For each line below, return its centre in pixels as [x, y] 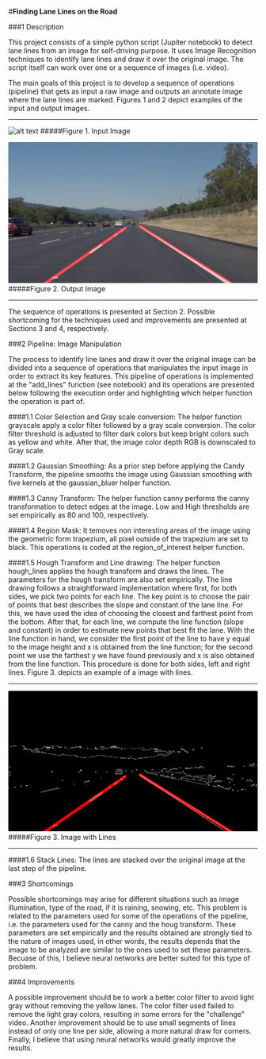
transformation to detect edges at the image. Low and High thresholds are [129, 506]
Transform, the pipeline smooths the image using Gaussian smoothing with [130, 474]
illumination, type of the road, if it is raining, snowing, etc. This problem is [128, 907]
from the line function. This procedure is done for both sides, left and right [129, 664]
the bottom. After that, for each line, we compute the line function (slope [126, 622]
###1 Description [36, 27]
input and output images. [49, 108]
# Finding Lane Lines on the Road [63, 12]
